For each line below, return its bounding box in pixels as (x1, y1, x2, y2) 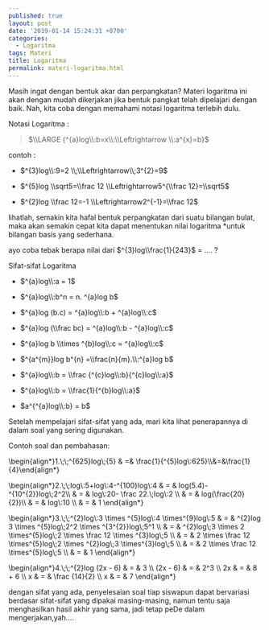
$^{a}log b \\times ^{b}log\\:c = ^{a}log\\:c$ (19, 339, 163, 348)
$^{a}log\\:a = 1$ (19, 276, 76, 286)
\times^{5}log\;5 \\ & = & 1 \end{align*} (8, 547, 135, 557)
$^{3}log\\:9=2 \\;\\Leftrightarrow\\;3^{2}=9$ (19, 166, 168, 175)
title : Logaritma (8, 57, 67, 65)
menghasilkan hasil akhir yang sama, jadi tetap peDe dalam (8, 604, 205, 614)
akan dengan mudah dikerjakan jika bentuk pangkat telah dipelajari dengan (8, 94, 258, 105)
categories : (8, 34, 48, 43)
